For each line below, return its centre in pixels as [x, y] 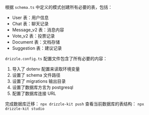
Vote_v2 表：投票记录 [33, 36]
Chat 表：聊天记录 [30, 24]
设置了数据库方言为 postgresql [43, 87]
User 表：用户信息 [30, 18]
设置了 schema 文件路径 [36, 75]
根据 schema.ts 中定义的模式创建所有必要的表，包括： [59, 7]
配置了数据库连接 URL [34, 93]
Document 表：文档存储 [36, 42]
